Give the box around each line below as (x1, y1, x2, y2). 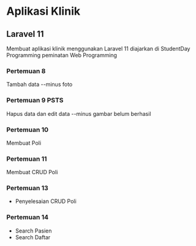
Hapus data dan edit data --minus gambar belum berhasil (6, 110, 151, 117)
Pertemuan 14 (6, 213, 49, 221)
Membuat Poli (6, 139, 42, 147)
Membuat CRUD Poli (6, 169, 58, 176)
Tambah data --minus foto (6, 81, 73, 88)
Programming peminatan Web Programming (6, 52, 118, 59)
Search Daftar (15, 233, 51, 240)
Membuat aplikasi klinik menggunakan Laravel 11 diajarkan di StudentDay (6, 45, 190, 52)
